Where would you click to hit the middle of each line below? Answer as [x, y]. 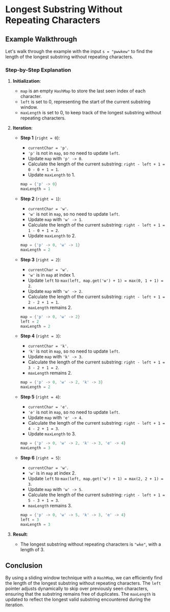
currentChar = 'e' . [48, 407]
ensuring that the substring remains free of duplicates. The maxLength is [80, 594]
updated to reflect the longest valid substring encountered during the [78, 599]
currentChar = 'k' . [48, 346]
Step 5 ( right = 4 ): [41, 397]
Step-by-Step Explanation [38, 70]
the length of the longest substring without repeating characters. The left [83, 583]
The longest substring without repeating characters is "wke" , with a [91, 544]
